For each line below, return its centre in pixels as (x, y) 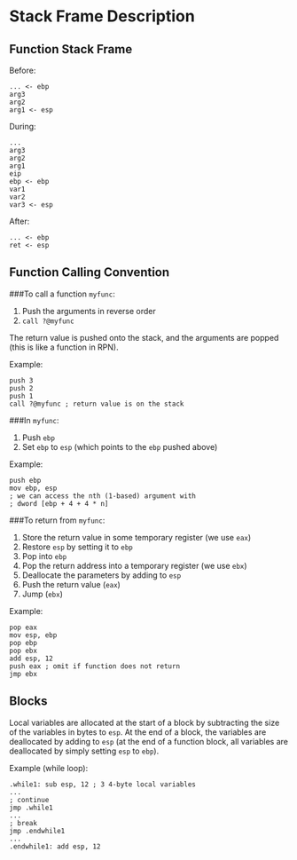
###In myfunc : (34, 420)
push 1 (21, 396)
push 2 (21, 388)
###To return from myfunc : (57, 520)
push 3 (21, 380)
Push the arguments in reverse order (89, 311)
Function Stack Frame (71, 49)
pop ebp (23, 643)
